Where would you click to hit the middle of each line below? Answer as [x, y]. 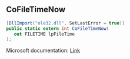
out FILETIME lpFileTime [44, 34]
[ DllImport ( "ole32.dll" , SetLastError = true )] [66, 23]
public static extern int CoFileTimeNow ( [58, 29]
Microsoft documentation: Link [43, 51]
